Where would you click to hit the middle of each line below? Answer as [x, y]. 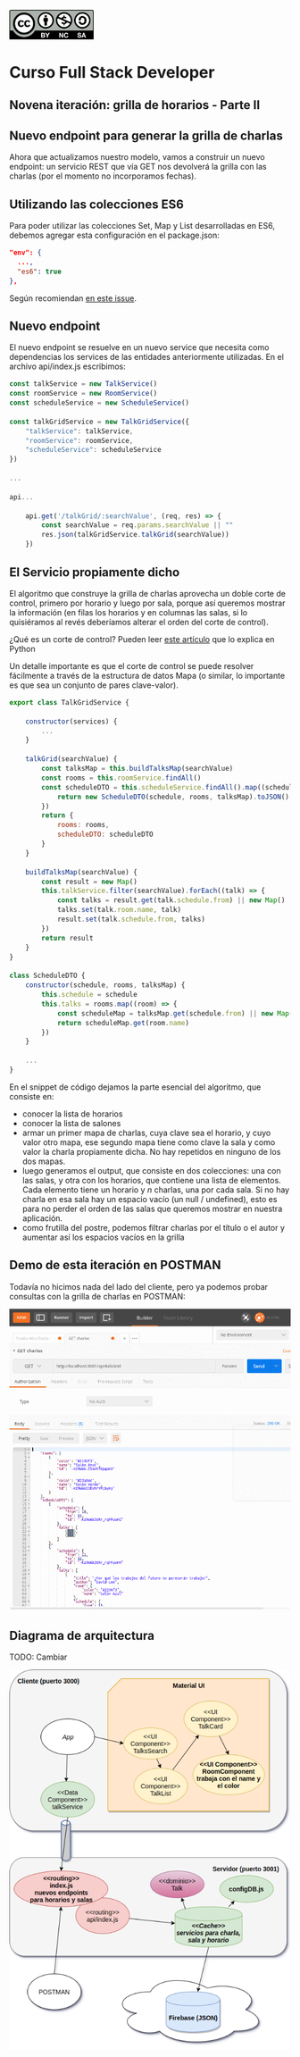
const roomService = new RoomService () [83, 394]
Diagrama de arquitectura [82, 1635]
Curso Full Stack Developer [112, 73]
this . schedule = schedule [90, 995]
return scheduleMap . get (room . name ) [123, 1023]
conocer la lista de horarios [72, 1114]
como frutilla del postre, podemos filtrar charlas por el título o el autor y [154, 1227]
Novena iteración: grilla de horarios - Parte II [135, 105]
